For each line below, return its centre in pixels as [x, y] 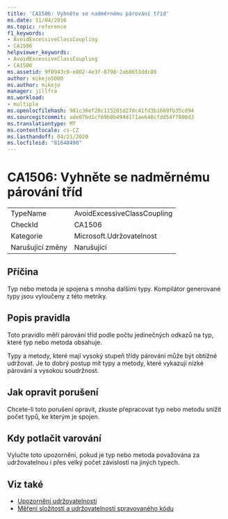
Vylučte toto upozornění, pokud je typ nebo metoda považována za [104, 455]
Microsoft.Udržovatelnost [116, 236]
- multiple [23, 104]
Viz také [25, 484]
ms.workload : [26, 98]
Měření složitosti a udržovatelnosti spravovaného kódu [95, 509]
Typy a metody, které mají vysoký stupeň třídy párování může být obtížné [112, 356]
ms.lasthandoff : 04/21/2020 [48, 136]
